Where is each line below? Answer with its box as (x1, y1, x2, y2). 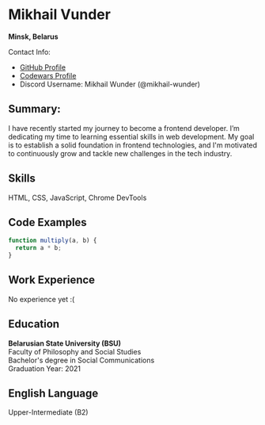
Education (8, 317, 60, 331)
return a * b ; (15, 244, 62, 252)
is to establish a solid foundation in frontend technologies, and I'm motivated (8, 140, 258, 150)
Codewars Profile (19, 71, 77, 80)
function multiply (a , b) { (8, 236, 97, 245)
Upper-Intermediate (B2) (8, 408, 89, 417)
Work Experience (8, 274, 96, 287)
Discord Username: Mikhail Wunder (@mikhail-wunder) (19, 79, 200, 89)
